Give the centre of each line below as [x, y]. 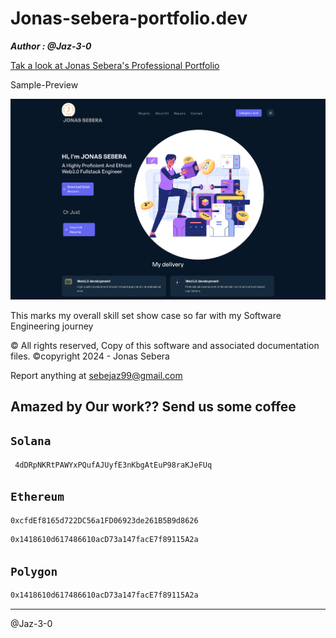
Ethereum [37, 497]
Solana [31, 441]
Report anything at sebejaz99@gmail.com [96, 375]
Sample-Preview [44, 84]
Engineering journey [52, 326]
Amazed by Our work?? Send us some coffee [153, 407]
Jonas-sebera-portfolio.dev [129, 18]
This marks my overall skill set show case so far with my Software [146, 315]
